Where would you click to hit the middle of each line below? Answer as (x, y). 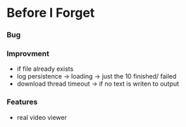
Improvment (28, 54)
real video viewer (42, 117)
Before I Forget (51, 13)
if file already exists (45, 69)
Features (22, 102)
